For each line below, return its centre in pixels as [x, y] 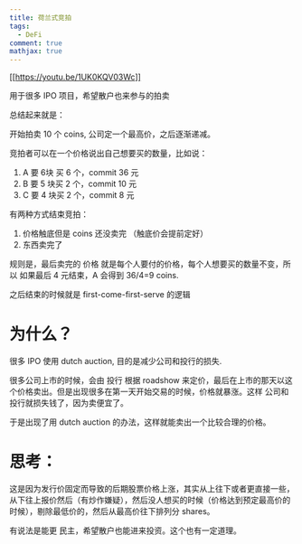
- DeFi [30, 34]
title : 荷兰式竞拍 [41, 18]
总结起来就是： [37, 115]
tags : [19, 26]
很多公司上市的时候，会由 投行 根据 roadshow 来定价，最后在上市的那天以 [147, 380]
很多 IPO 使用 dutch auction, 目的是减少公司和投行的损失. [116, 361]
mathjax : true [36, 52]
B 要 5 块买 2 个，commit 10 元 [80, 184]
